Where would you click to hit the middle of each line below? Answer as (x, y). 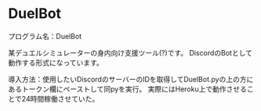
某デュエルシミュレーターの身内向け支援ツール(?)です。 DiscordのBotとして (130, 52)
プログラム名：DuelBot (45, 36)
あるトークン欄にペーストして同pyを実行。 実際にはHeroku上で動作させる (127, 89)
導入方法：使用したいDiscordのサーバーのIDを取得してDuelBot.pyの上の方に (131, 79)
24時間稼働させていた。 (60, 98)
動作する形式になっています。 (56, 63)
